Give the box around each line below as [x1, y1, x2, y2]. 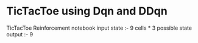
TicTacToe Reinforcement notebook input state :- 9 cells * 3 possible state [6, 24, 193, 31]
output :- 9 [6, 30, 34, 38]
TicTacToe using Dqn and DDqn [6, 4, 168, 18]
